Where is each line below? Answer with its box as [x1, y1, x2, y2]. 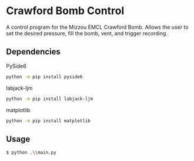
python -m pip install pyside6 [6, 73, 83, 80]
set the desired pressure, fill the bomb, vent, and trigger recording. [6, 29, 168, 36]
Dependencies [6, 47, 61, 57]
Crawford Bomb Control [6, 4, 125, 18]
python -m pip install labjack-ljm [6, 96, 93, 102]
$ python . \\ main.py [6, 150, 57, 156]
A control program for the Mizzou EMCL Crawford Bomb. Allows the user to [6, 24, 189, 31]
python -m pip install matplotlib [6, 118, 91, 124]
